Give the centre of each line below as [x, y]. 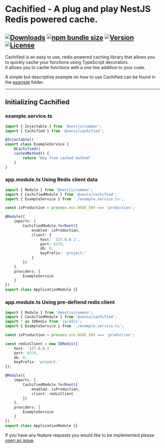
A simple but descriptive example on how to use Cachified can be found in [80, 77]
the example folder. [25, 82]
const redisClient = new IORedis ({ [41, 344]
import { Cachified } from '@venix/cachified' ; [55, 131]
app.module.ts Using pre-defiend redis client [60, 302]
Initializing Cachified [37, 102]
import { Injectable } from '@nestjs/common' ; [54, 126]
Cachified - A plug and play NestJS [78, 9]
